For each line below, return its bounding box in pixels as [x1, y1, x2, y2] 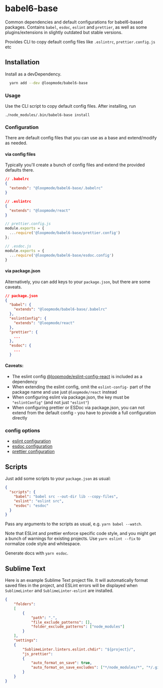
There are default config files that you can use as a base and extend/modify [5, 135, 157, 141]
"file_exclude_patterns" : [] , [31, 620, 92, 625]
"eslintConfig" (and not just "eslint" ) [12, 400, 89, 405]
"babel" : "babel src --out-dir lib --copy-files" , [14, 494, 118, 499]
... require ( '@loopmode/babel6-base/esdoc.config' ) [9, 253, 114, 258]
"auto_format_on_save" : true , [31, 661, 92, 666]
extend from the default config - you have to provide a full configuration [12, 410, 156, 416]
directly [12, 415, 28, 421]
